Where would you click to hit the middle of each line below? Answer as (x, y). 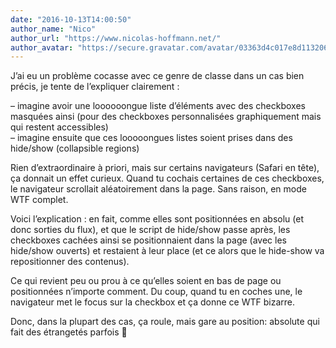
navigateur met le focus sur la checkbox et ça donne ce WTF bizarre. (152, 302)
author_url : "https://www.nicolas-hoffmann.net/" (116, 38)
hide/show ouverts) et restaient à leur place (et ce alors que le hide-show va (167, 251)
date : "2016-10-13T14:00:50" (71, 19)
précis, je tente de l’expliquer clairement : (95, 87)
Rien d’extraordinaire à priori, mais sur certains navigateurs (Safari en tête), (165, 168)
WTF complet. (39, 200)
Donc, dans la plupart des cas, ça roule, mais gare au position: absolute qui (165, 322)
